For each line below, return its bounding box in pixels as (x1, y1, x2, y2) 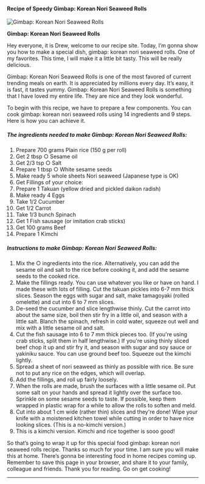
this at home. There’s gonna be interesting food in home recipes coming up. (7, 452, 196, 460)
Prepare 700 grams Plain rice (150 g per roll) (15, 147, 127, 154)
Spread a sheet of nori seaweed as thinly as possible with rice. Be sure (15, 363, 193, 370)
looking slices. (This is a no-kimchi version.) (15, 421, 127, 429)
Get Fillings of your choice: (15, 179, 84, 186)
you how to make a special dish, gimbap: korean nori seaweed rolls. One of (7, 49, 195, 56)
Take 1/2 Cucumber (15, 198, 65, 206)
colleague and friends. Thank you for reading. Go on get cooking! (7, 465, 171, 472)
